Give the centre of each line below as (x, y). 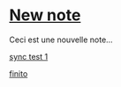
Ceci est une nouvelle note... (61, 40)
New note (45, 15)
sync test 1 (29, 56)
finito (19, 73)
